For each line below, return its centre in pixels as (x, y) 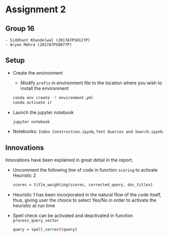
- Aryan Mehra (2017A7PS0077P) (39, 45)
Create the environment (38, 72)
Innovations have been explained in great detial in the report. (69, 160)
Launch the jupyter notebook (43, 112)
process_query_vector (36, 221)
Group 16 (20, 29)
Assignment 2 (36, 10)
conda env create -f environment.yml (53, 98)
